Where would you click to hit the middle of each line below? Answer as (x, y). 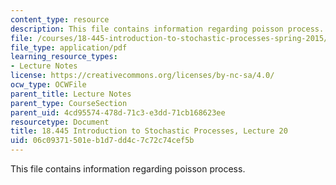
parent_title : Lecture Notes (71, 94)
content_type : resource (60, 19)
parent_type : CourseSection (69, 103)
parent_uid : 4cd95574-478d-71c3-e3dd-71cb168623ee (118, 112)
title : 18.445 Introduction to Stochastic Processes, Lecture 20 (149, 131)
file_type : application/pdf (69, 47)
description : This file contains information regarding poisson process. (167, 29)
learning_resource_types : (64, 57)
